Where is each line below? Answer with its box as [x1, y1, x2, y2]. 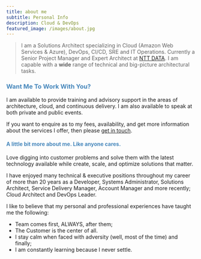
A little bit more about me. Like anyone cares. [6, 140, 121, 147]
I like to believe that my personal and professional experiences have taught [6, 202, 191, 210]
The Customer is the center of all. [14, 227, 98, 234]
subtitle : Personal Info [6, 14, 68, 20]
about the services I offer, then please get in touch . [6, 127, 133, 134]
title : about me [6, 8, 47, 15]
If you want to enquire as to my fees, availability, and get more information [6, 121, 190, 128]
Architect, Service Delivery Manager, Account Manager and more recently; [6, 184, 191, 192]
